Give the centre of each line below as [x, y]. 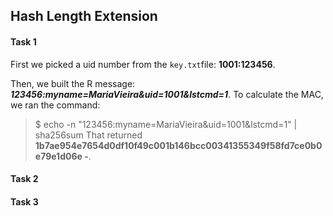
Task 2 [24, 179]
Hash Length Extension [84, 16]
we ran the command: [55, 105]
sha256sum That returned [88, 135]
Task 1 [23, 41]
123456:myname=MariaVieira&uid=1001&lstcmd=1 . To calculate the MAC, [167, 94]
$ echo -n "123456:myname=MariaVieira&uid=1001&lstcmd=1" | [166, 124]
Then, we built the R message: [73, 83]
